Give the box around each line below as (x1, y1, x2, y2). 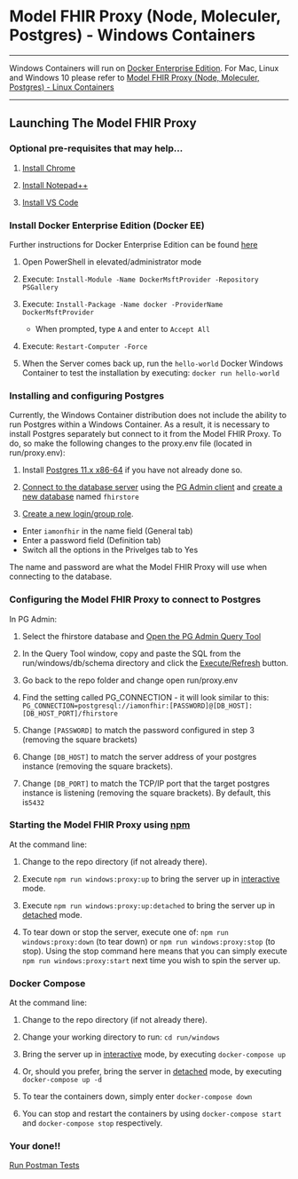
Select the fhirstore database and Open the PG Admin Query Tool (21, 630, 262, 641)
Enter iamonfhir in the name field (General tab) (21, 526, 193, 536)
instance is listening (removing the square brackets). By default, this (21, 787, 271, 798)
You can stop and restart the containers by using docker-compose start (21, 1108, 282, 1120)
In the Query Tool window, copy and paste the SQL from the (21, 648, 241, 659)
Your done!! (9, 1140, 61, 1152)
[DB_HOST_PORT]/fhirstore (21, 708, 118, 718)
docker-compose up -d (21, 1076, 102, 1085)
